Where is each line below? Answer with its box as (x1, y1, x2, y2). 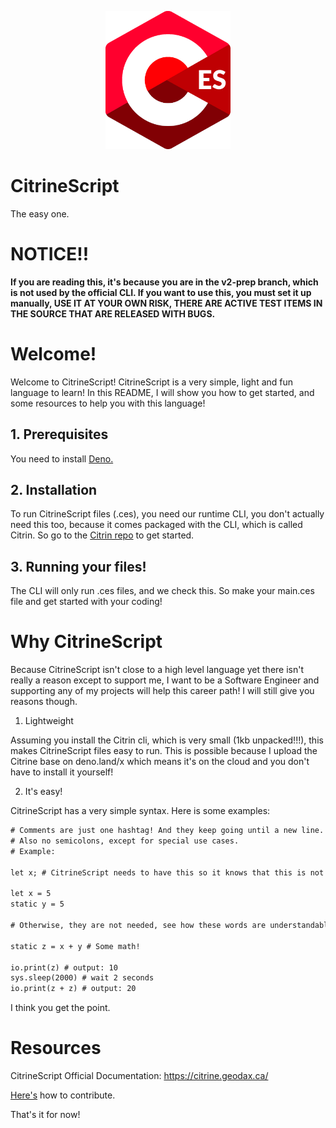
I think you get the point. (10, 1002, 111, 1014)
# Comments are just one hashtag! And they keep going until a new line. (10, 826, 325, 836)
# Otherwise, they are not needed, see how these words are (10, 921, 267, 931)
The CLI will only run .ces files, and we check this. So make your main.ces (10, 585, 315, 597)
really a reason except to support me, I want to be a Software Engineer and (10, 674, 320, 686)
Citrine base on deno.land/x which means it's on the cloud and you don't (10, 756, 310, 768)
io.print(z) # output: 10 (10, 962, 118, 973)
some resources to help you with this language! (10, 397, 206, 409)
